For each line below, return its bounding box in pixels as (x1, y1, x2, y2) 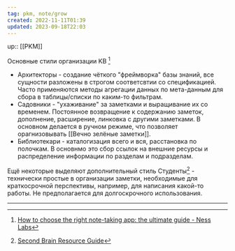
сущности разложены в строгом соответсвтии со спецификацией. (17, 78, 217, 86)
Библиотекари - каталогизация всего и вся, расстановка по (17, 137, 197, 146)
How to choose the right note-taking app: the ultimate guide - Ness (17, 215, 211, 224)
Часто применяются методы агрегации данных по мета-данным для (17, 85, 224, 94)
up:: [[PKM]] (7, 43, 43, 51)
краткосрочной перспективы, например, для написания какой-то (7, 181, 204, 190)
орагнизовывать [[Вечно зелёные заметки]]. (17, 130, 151, 138)
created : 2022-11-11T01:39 (7, 17, 86, 24)
